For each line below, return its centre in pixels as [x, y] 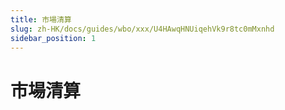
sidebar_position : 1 [53, 38]
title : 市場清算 [41, 19]
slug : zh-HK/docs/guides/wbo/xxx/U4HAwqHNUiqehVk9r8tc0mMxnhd [142, 29]
